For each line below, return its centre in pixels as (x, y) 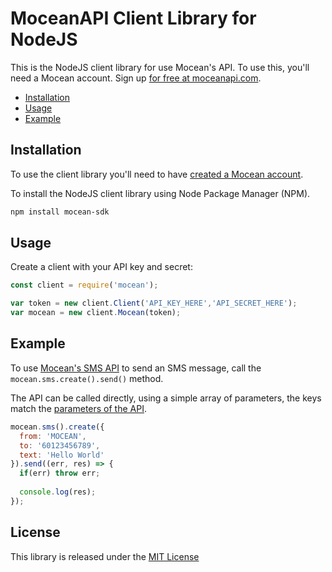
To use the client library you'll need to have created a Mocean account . (157, 174)
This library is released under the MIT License (105, 556)
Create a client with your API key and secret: (101, 267)
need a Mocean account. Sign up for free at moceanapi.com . (136, 78)
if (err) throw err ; (60, 473)
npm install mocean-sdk (60, 212)
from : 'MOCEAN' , (53, 436)
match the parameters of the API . (78, 408)
